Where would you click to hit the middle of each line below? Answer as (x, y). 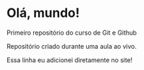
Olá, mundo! (43, 13)
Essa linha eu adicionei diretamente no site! (70, 60)
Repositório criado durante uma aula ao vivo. (72, 46)
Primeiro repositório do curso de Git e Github (72, 33)
